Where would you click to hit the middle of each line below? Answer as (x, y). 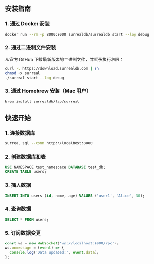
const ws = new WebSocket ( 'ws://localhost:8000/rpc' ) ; (62, 243)
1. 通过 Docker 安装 (28, 24)
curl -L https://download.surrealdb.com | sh (52, 68)
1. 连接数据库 (20, 133)
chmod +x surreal (23, 73)
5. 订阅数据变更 (23, 233)
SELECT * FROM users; (27, 219)
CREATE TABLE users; (26, 172)
